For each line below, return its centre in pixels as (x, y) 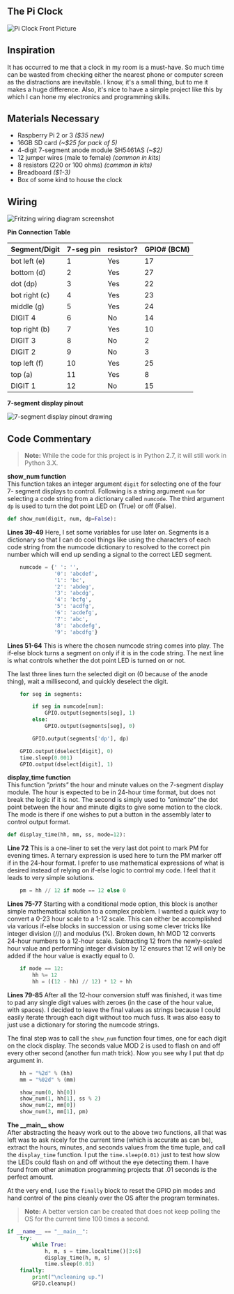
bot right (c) (30, 295)
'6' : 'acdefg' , (76, 613)
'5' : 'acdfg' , (75, 607)
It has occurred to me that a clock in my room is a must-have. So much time (116, 67)
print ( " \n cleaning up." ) (68, 1277)
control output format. (39, 822)
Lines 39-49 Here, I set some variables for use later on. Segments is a (108, 532)
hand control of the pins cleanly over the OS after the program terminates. (113, 1198)
